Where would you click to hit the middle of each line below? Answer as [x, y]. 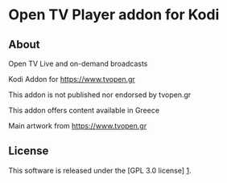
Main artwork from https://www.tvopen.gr [78, 126]
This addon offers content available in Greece [84, 110]
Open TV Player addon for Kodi [114, 15]
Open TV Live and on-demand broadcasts [78, 63]
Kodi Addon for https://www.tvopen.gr [72, 79]
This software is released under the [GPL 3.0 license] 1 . [100, 170]
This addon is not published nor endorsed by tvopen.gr [100, 95]
